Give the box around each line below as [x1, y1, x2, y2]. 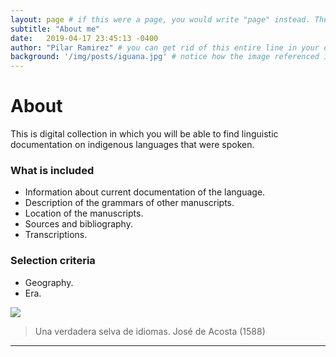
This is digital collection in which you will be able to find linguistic [10, 128, 279, 140]
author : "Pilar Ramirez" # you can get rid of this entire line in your [10, 42, 320, 53]
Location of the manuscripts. [24, 207, 144, 220]
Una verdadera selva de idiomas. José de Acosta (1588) [34, 325, 266, 337]
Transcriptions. [24, 229, 88, 241]
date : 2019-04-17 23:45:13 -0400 [10, 33, 159, 43]
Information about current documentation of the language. [24, 186, 266, 198]
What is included [10, 163, 95, 177]
